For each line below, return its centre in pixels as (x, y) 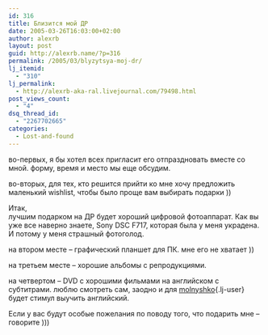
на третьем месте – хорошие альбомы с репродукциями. (108, 265)
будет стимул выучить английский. (69, 298)
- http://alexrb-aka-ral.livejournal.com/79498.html (106, 91)
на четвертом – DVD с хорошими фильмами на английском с (114, 281)
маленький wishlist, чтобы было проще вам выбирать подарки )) (120, 192)
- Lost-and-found (45, 136)
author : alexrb (34, 38)
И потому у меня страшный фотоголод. (76, 233)
